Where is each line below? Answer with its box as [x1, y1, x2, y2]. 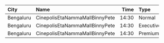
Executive [138, 22, 161, 29]
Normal [138, 14, 156, 21]
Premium [138, 30, 160, 37]
